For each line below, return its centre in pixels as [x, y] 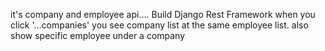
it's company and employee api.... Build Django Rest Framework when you [163, 14]
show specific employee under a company [98, 35]
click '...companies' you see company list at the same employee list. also [159, 25]
